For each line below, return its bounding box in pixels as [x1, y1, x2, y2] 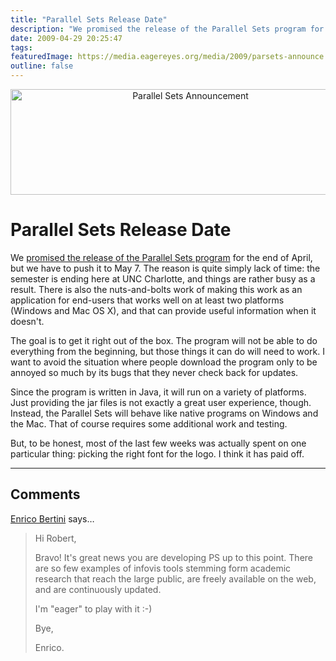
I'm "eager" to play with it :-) [34, 602, 153, 615]
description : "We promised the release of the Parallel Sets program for [10, 24, 325, 34]
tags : [10, 42, 33, 53]
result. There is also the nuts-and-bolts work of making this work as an [10, 283, 303, 295]
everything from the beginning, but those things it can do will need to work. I [10, 345, 326, 357]
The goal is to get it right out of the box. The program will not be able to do [10, 334, 318, 346]
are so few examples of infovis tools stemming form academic [34, 562, 292, 574]
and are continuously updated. [34, 583, 162, 595]
